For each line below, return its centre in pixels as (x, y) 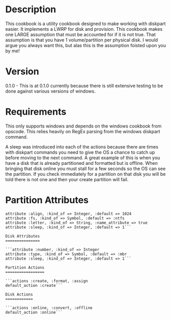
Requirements (36, 112)
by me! (13, 51)
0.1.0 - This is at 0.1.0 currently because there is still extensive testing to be (84, 86)
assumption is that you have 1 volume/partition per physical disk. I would (82, 40)
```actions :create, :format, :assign (47, 281)
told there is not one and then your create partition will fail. (67, 179)
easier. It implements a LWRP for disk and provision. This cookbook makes (84, 29)
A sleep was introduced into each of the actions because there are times (82, 146)
